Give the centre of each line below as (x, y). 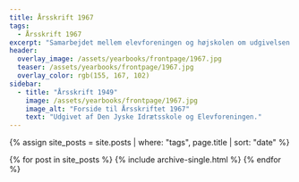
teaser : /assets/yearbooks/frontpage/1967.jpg (106, 68)
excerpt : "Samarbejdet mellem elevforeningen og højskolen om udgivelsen (150, 42)
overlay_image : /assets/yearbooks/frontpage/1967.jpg (120, 59)
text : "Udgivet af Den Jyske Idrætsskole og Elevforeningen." (144, 117)
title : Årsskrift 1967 (51, 17)
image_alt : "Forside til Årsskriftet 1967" (108, 109)
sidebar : (26, 84)
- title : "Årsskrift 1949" (68, 92)
